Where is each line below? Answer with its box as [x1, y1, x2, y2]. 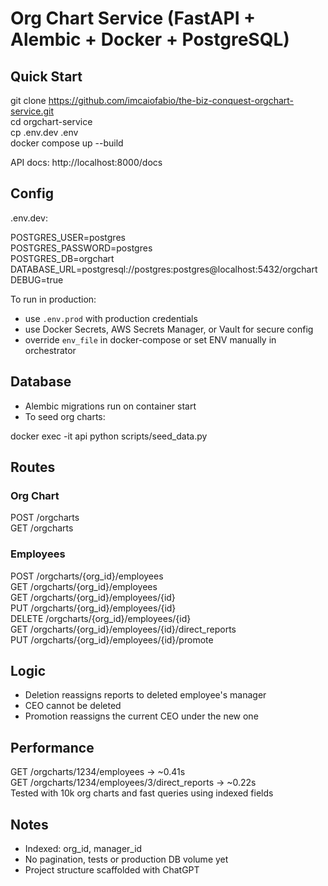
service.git [10, 105, 55, 117]
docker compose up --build [10, 137, 124, 149]
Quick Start [10, 68, 83, 85]
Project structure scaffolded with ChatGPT [24, 864, 200, 876]
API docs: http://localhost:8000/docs [10, 157, 163, 168]
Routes [10, 459, 56, 476]
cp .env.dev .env [10, 127, 79, 138]
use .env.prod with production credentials [24, 312, 198, 324]
